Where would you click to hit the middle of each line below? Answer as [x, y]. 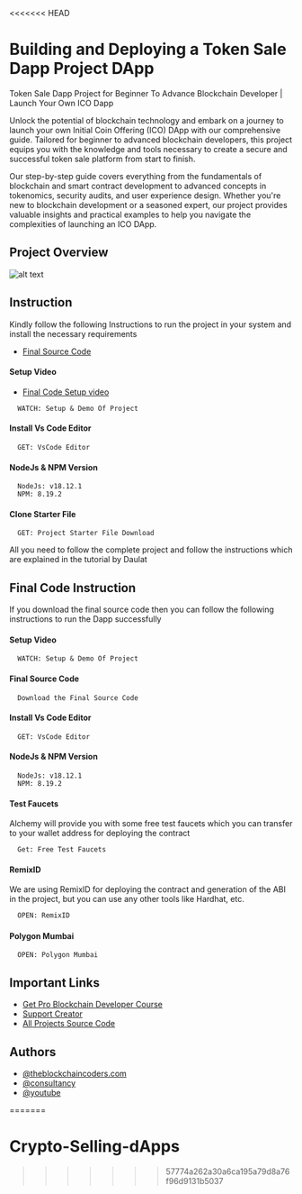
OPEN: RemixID [44, 916]
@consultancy [49, 1083]
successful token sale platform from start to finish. [102, 159]
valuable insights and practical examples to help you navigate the [130, 214]
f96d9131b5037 [195, 1181]
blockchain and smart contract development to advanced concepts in [138, 186]
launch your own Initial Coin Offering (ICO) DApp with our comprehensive [145, 130]
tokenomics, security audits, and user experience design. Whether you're [145, 195]
